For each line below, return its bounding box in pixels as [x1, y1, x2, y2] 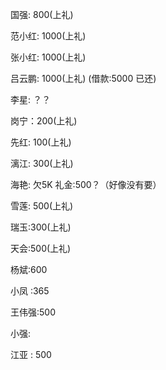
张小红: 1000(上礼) [10, 51, 87, 63]
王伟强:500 [10, 306, 57, 318]
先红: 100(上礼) [10, 136, 72, 148]
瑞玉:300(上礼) [10, 221, 72, 233]
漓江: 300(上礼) [10, 158, 74, 169]
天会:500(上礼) [10, 243, 72, 254]
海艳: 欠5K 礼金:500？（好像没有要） [10, 179, 162, 190]
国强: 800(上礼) [10, 9, 74, 20]
